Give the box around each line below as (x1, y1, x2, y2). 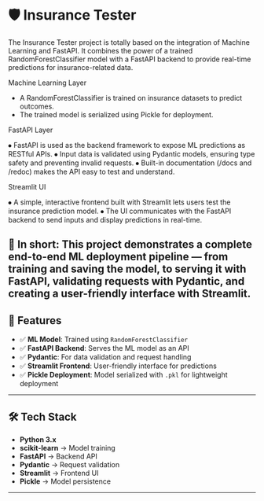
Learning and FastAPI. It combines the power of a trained (8, 46, 193, 55)
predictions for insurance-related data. (8, 62, 134, 72)
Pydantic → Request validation (19, 459, 120, 469)
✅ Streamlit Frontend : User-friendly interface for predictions (19, 361, 218, 370)
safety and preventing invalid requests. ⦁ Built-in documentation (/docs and (8, 158, 252, 168)
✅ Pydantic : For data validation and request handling (19, 352, 192, 362)
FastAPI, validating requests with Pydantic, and (8, 274, 245, 288)
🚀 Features (8, 314, 62, 327)
